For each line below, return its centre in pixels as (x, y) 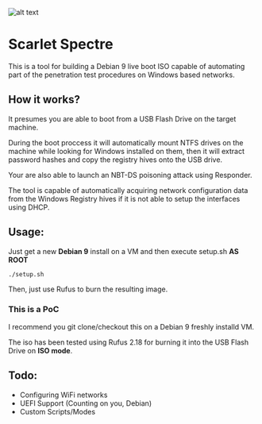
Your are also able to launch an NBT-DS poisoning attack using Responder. (130, 175)
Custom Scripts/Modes (58, 411)
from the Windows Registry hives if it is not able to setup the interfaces (124, 199)
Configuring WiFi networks (64, 395)
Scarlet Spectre (61, 44)
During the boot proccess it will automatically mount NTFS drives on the (126, 142)
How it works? (44, 100)
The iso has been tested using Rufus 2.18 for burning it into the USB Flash (128, 342)
